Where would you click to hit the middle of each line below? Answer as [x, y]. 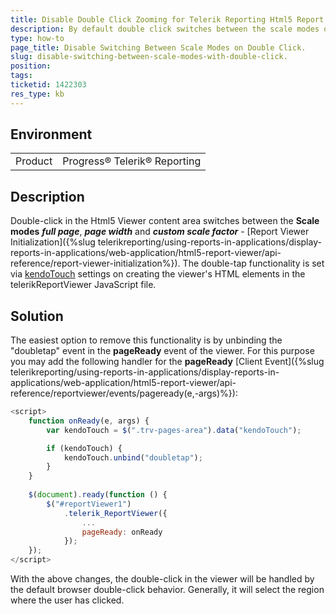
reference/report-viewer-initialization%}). [95, 263]
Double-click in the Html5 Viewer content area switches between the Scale [165, 221]
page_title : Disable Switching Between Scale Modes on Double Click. [158, 47]
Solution [37, 316]
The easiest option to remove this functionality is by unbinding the [146, 340]
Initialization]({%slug [53, 242]
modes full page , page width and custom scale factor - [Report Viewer [160, 232]
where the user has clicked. [67, 600]
